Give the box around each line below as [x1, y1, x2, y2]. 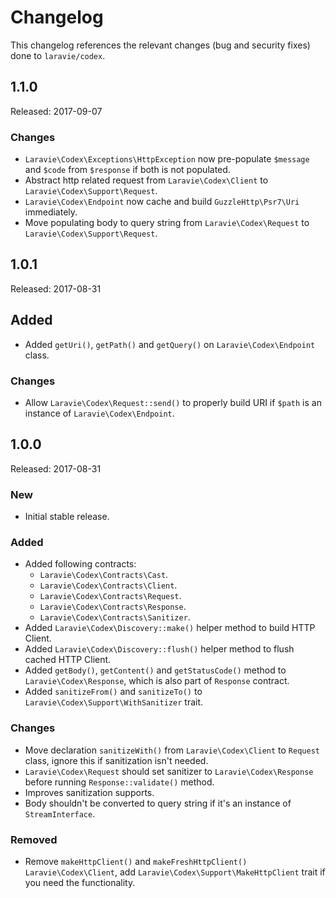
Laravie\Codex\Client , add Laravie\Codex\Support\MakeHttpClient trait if [24, 866, 326, 878]
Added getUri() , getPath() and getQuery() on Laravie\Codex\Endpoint [24, 338, 316, 350]
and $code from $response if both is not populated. [24, 164, 231, 176]
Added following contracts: [24, 558, 137, 570]
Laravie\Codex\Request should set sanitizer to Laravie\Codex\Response [24, 765, 314, 777]
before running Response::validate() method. [24, 776, 215, 788]
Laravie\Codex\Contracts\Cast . [39, 569, 169, 581]
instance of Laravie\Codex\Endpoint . [24, 407, 175, 419]
